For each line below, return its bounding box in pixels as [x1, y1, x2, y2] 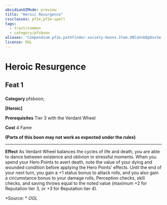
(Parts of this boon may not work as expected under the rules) [5, 134, 136, 140]
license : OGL [5, 40, 32, 45]
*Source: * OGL [5, 195, 38, 202]
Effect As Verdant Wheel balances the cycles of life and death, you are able [5, 149, 160, 155]
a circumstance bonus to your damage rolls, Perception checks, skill [5, 175, 145, 181]
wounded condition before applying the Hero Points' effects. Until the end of [5, 165, 162, 171]
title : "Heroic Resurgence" [5, 12, 64, 17]
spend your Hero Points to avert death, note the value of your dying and [5, 159, 153, 165]
